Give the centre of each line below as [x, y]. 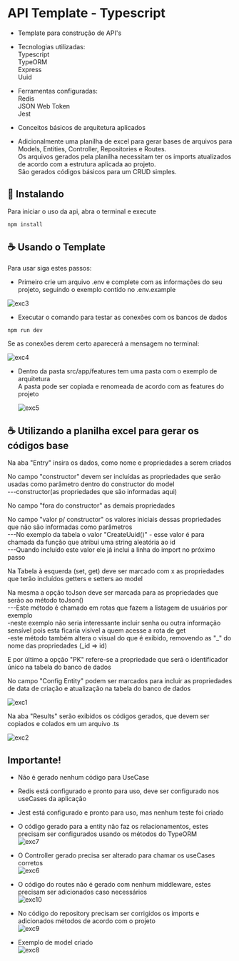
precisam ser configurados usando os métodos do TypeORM [107, 834]
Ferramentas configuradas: [57, 91]
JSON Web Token [44, 106]
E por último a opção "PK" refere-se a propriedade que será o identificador [118, 660]
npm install [25, 224]
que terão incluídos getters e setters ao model [75, 579]
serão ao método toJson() [46, 600]
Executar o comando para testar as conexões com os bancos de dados [122, 317]
